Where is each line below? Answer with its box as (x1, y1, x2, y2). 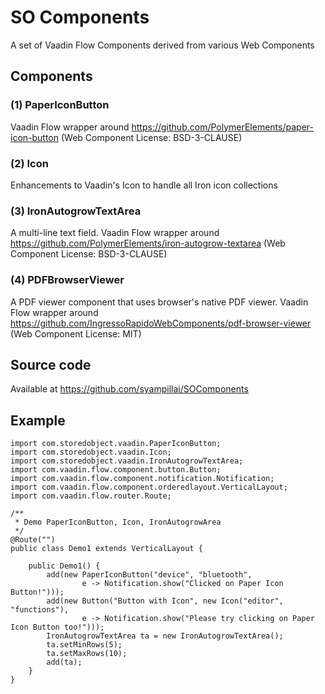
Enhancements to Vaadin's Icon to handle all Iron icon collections (10, 179, 278, 191)
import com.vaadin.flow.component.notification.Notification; (10, 474, 275, 484)
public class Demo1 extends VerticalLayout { (10, 544, 203, 554)
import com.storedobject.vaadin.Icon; (10, 447, 172, 458)
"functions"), (10, 605, 70, 615)
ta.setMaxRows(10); (46, 649, 128, 659)
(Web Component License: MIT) (10, 327, 142, 340)
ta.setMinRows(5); (46, 640, 123, 650)
